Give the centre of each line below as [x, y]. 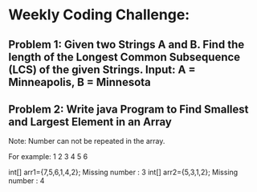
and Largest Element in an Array [90, 122]
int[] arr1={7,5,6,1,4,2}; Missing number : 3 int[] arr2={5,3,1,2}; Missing [123, 172]
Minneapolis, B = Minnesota [80, 82]
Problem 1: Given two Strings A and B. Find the [126, 45]
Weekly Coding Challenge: [99, 15]
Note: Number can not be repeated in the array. [87, 141]
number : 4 [27, 181]
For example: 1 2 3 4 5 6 [48, 157]
